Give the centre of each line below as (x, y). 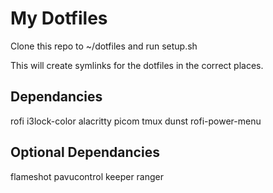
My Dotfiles (59, 18)
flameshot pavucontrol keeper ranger (87, 176)
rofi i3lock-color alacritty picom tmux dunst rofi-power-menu (136, 121)
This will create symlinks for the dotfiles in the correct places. (137, 65)
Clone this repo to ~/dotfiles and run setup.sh (104, 46)
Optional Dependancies (85, 152)
